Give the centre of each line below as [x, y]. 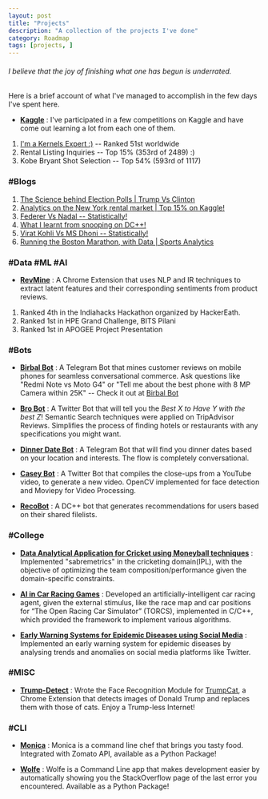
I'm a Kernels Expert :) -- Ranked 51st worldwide [100, 144]
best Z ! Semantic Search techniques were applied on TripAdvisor [127, 417]
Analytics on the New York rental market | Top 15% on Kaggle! [122, 207]
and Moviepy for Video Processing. [78, 491]
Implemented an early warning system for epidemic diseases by [125, 643]
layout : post [30, 16]
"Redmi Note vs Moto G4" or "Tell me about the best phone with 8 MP [135, 384]
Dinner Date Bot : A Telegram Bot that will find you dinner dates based [136, 450]
